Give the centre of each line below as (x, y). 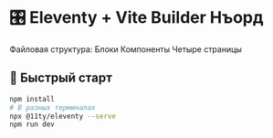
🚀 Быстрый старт (61, 78)
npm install (32, 99)
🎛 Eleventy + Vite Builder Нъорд (136, 18)
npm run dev (32, 124)
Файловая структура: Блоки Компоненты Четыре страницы (126, 49)
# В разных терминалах (52, 107)
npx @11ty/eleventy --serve (63, 116)
